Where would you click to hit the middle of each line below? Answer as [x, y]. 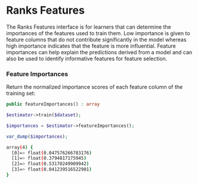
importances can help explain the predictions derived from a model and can [99, 52]
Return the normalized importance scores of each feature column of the [95, 87]
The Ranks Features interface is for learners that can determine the [89, 27]
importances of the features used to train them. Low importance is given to [98, 33]
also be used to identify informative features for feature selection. [87, 58]
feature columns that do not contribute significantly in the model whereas [96, 39]
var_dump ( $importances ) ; [37, 137]
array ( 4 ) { [20, 147]
